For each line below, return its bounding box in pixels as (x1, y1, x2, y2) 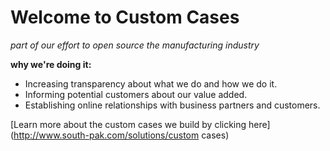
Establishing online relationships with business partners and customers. (24, 99, 321, 111)
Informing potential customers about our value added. (24, 88, 248, 100)
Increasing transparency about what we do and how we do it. (24, 77, 278, 90)
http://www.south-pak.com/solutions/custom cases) (13, 129, 230, 141)
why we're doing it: (10, 58, 92, 70)
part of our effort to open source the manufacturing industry (10, 39, 260, 51)
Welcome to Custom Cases (10, 6, 240, 29)
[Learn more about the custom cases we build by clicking (10, 118, 247, 130)
